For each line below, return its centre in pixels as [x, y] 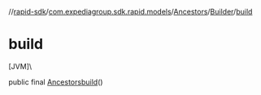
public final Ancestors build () [56, 82]
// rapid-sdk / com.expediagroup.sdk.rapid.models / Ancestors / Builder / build [130, 12]
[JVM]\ [20, 66]
